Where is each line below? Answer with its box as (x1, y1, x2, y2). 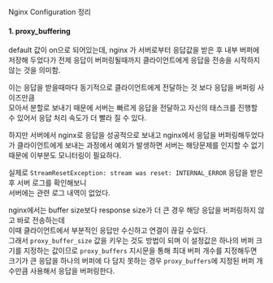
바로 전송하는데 (16, 216, 65, 225)
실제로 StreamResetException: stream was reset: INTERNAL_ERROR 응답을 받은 (8, 168, 264, 178)
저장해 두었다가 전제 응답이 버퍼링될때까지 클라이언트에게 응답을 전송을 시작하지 (8, 55, 261, 65)
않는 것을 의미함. (8, 66, 61, 75)
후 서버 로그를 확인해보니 (8, 178, 87, 188)
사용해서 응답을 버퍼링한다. (29, 266, 115, 276)
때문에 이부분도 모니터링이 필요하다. (8, 151, 122, 161)
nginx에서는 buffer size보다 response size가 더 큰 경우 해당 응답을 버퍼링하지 (8, 205, 257, 215)
